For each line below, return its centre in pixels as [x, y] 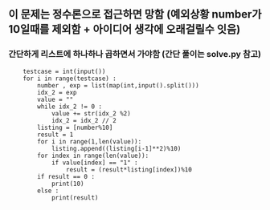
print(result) [75, 198]
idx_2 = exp [57, 92]
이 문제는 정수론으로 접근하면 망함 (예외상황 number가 [135, 14]
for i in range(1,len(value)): [90, 141]
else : [48, 191]
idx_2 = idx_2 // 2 [84, 120]
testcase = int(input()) [64, 71]
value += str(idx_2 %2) [91, 113]
